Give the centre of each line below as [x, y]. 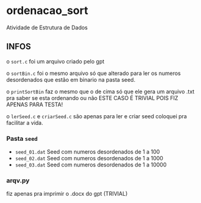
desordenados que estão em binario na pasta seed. [71, 79]
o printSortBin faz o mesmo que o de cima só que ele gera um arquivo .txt [100, 91]
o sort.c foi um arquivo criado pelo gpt [55, 61]
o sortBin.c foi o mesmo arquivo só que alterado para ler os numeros [93, 73]
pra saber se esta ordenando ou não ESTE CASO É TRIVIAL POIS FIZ [92, 98]
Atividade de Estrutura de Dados [47, 27]
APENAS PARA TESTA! [35, 104]
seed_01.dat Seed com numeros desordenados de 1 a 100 [87, 152]
